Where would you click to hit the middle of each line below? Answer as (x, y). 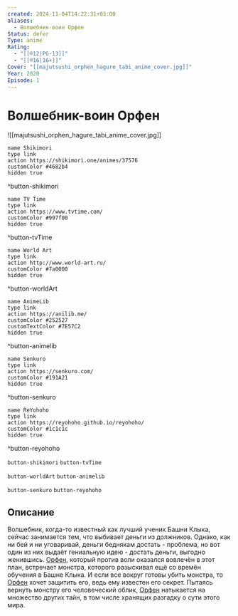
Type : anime (25, 41)
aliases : (20, 21)
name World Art (30, 251)
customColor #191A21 (38, 378)
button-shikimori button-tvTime (54, 463)
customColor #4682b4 (38, 167)
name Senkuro (27, 359)
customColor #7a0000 (38, 269)
